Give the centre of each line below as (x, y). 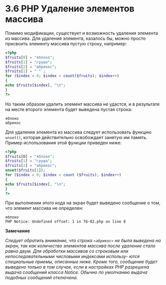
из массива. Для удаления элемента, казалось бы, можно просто (76, 38)
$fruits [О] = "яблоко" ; (30, 156)
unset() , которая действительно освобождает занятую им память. (77, 137)
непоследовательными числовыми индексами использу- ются (73, 257)
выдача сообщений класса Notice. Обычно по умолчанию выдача (77, 273)
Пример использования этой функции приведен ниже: (64, 142)
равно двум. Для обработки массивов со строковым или (67, 251)
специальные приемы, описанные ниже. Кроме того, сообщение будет (82, 262)
